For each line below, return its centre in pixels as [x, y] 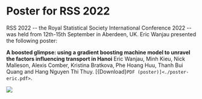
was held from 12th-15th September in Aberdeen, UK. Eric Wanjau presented [101, 34]
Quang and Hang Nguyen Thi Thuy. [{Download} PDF [71, 71]
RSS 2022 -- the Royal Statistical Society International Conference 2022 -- [99, 28]
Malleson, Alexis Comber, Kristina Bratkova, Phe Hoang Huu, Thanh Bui [95, 65]
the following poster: [32, 40]
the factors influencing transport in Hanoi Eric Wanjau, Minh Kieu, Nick [96, 59]
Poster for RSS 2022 [58, 11]
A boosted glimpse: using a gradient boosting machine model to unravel [98, 52]
